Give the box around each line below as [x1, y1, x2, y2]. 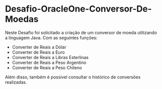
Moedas [5, 14, 39, 25]
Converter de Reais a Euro [12, 49, 65, 55]
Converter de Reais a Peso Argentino [12, 59, 87, 65]
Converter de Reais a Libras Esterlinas [12, 54, 89, 60]
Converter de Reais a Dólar [12, 44, 67, 50]
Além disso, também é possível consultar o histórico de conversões [5, 74, 141, 80]
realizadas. [5, 79, 27, 85]
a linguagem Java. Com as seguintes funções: [5, 35, 98, 41]
